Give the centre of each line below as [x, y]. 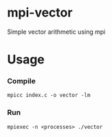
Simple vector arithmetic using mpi [56, 32]
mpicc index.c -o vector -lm [49, 95]
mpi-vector [40, 13]
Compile [21, 81]
